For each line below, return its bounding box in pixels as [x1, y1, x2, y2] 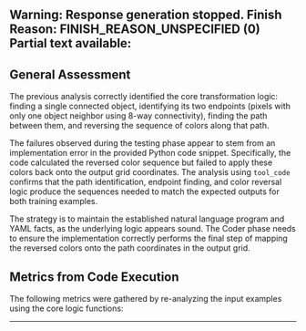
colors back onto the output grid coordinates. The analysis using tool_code [9, 167, 291, 178]
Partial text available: [9, 36, 132, 51]
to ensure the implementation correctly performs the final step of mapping [9, 233, 289, 244]
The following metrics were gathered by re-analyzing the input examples [9, 294, 282, 305]
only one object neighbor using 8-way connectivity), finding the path [9, 110, 268, 121]
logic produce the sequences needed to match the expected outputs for [9, 186, 280, 197]
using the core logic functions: [9, 303, 124, 314]
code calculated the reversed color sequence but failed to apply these [9, 157, 273, 168]
